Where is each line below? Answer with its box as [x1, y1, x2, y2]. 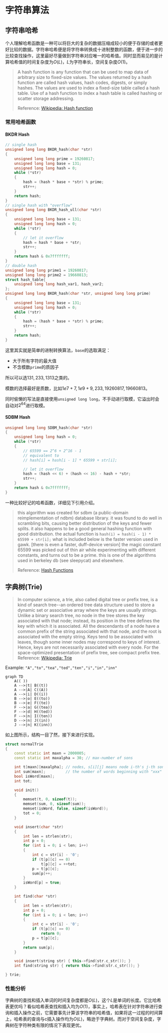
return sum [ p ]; [23, 945, 55, 950]
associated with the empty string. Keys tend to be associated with [17, 633, 153, 640]
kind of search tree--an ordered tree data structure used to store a [17, 602, 155, 608]
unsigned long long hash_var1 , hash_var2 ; [14, 282, 104, 287]
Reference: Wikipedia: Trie [17, 655, 72, 661]
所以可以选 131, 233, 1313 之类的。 [5, 374, 72, 380]
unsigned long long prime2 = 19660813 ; [5, 272, 88, 277]
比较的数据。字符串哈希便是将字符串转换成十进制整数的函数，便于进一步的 [9, 46, 163, 52]
